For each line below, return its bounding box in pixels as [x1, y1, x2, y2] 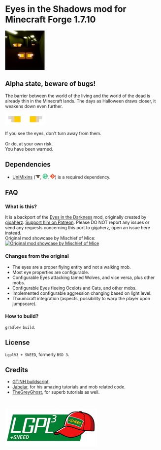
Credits [5, 366, 29, 374]
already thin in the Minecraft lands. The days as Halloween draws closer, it [5, 98, 156, 104]
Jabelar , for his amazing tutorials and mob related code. [12, 384, 126, 390]
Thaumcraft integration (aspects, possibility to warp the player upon [12, 295, 151, 301]
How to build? [5, 313, 39, 320]
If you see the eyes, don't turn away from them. [5, 130, 102, 136]
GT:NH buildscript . [12, 379, 50, 385]
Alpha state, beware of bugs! [5, 80, 96, 88]
